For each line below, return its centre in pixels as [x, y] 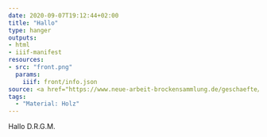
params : [28, 74]
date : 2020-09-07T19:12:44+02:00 [64, 15]
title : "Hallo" [33, 23]
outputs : [23, 38]
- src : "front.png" [41, 67]
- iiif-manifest [35, 52]
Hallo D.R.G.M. [32, 127]
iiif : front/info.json [60, 82]
